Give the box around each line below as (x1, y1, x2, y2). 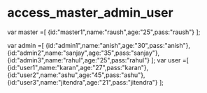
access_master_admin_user (7, 5, 173, 21)
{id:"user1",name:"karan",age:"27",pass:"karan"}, (7, 63, 149, 71)
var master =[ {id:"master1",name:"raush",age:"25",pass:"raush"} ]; (7, 28, 201, 36)
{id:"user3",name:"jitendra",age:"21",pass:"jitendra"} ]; (7, 78, 164, 86)
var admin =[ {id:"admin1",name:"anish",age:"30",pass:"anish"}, (7, 41, 191, 49)
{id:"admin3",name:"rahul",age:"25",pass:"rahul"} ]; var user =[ (7, 56, 189, 64)
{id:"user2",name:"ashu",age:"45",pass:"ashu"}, (7, 71, 145, 79)
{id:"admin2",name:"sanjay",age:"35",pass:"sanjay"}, (7, 49, 160, 57)
